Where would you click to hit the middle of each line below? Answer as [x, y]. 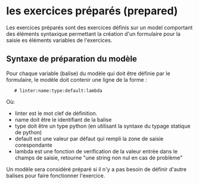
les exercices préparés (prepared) [92, 11]
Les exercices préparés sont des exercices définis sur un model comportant [99, 27]
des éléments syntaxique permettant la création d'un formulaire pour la [93, 33]
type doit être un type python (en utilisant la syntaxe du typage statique [102, 126]
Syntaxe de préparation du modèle [71, 59]
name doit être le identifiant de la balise [63, 119]
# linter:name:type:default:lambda [58, 91]
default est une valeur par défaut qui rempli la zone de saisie [89, 138]
